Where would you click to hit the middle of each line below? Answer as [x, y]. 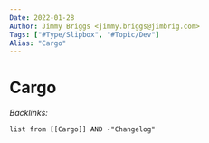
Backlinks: [28, 113]
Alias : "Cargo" [38, 43]
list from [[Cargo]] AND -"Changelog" [82, 129]
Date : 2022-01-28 [42, 18]
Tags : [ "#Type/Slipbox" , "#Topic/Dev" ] [85, 34]
